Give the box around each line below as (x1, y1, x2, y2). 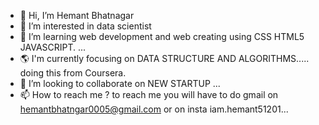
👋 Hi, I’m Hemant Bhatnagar (19, 10, 135, 21)
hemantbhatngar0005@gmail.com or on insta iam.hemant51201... (19, 103, 289, 115)
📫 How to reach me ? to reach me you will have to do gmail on (19, 89, 279, 100)
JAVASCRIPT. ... (19, 41, 87, 53)
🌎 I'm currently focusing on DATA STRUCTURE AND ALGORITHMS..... (19, 53, 310, 64)
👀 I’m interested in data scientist (19, 20, 152, 32)
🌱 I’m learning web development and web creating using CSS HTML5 (19, 31, 305, 42)
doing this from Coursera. (19, 67, 127, 79)
